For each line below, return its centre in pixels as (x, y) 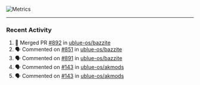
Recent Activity (29, 30)
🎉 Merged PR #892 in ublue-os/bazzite (63, 43)
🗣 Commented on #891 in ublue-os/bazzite (68, 58)
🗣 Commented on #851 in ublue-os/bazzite (68, 50)
